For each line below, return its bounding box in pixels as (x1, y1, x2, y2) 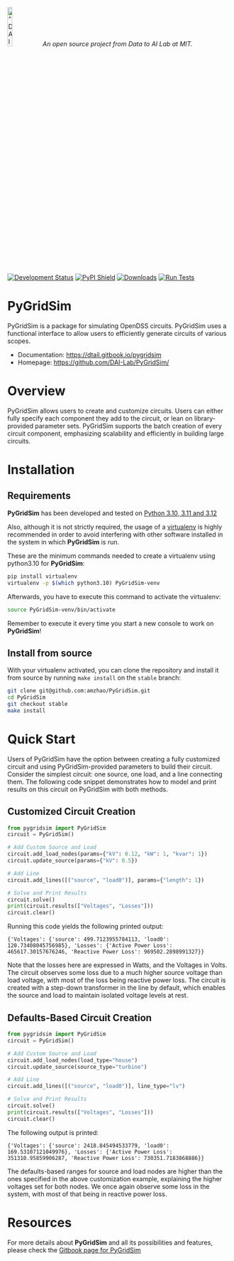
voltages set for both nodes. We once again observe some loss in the (7, 1182, 210, 1191)
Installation (7, 462, 75, 478)
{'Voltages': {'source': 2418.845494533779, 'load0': (7, 1142, 170, 1149)
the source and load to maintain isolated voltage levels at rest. (7, 991, 189, 1000)
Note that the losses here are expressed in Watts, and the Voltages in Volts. (7, 961, 228, 969)
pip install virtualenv (7, 573, 78, 580)
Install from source (7, 647, 93, 659)
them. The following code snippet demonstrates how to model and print (7, 777, 217, 786)
